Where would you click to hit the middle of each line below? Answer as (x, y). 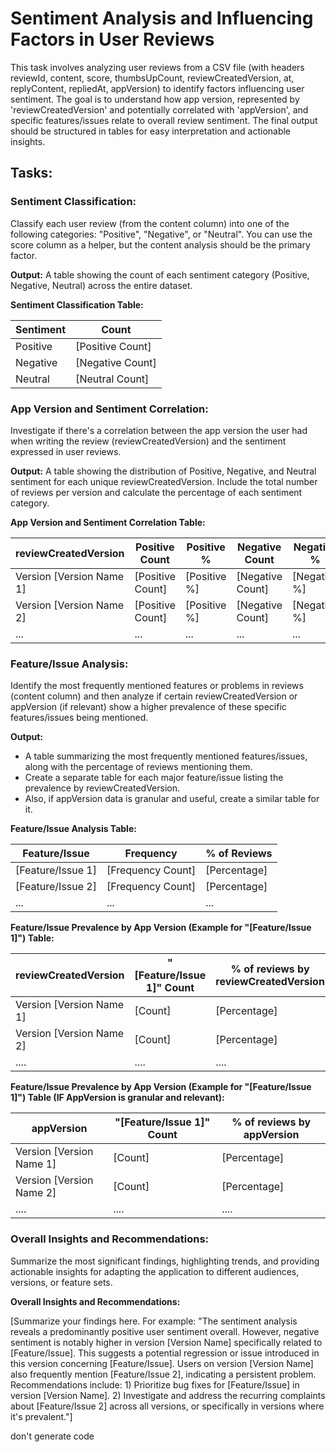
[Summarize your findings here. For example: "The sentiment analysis (154, 1321)
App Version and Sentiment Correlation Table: (108, 522)
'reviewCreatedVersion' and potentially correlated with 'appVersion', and (159, 109)
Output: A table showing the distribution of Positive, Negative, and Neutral (163, 471)
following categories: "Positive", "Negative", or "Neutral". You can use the (161, 234)
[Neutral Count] (112, 379)
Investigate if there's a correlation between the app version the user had (159, 430)
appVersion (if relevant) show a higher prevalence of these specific (148, 707)
